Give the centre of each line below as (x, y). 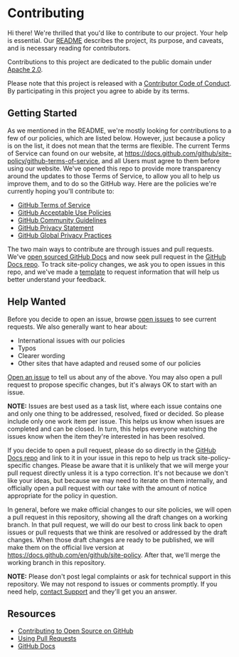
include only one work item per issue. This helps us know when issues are (116, 421)
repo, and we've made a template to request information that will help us (113, 272)
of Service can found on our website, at (65, 153)
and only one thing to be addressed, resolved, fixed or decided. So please (116, 413)
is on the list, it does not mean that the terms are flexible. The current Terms (119, 146)
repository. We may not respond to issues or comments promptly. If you (112, 584)
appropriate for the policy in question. (63, 495)
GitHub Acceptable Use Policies (64, 213)
